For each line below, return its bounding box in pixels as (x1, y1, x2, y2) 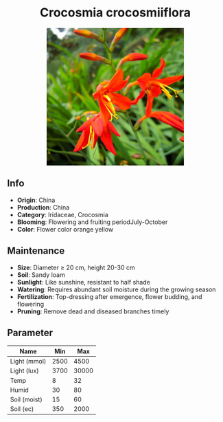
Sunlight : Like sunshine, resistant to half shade (16, 278, 151, 286)
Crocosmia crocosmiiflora (40, 5, 191, 21)
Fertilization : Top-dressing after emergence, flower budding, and (16, 292, 202, 300)
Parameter (7, 326, 54, 338)
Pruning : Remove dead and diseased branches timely (16, 307, 169, 315)
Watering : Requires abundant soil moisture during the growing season (16, 285, 216, 293)
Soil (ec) (10, 405, 34, 413)
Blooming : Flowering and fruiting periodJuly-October (16, 218, 168, 226)
